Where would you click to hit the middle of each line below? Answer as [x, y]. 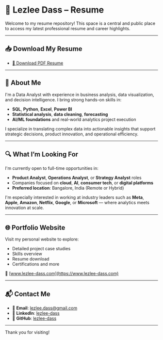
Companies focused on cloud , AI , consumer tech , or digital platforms [83, 183]
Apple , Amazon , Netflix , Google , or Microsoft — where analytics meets [77, 203]
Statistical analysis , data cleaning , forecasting [60, 114]
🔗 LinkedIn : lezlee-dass [36, 313]
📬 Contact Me [28, 294]
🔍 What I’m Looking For [42, 154]
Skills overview [27, 254]
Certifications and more [36, 264]
